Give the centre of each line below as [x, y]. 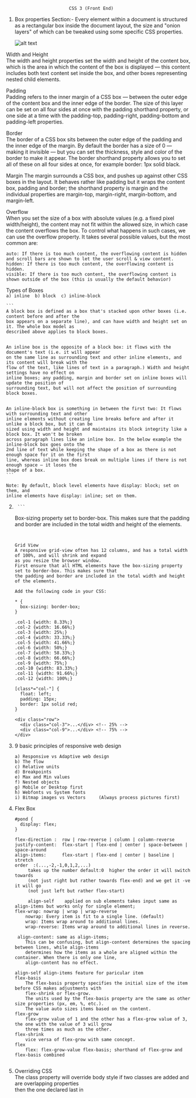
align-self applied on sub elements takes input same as [102, 901]
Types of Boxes [25, 290]
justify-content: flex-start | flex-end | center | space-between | [101, 845]
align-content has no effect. [62, 963]
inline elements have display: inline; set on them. [72, 496]
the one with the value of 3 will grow [63, 1024]
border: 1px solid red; [49, 704]
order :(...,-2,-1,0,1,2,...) [53, 865]
